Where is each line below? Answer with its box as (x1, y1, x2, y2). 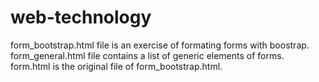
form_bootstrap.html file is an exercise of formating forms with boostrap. (10, 39, 310, 51)
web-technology (10, 6, 152, 29)
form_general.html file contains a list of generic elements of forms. (10, 49, 285, 61)
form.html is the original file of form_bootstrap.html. (10, 60, 223, 72)
